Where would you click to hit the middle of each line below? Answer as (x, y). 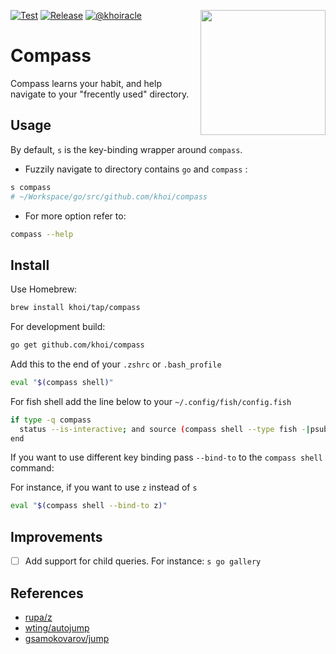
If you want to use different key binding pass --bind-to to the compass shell (166, 457)
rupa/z (38, 617)
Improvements (56, 536)
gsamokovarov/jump (67, 638)
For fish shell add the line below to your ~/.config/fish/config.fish (151, 401)
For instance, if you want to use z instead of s (104, 487)
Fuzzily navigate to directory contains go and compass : (136, 169)
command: (32, 468)
